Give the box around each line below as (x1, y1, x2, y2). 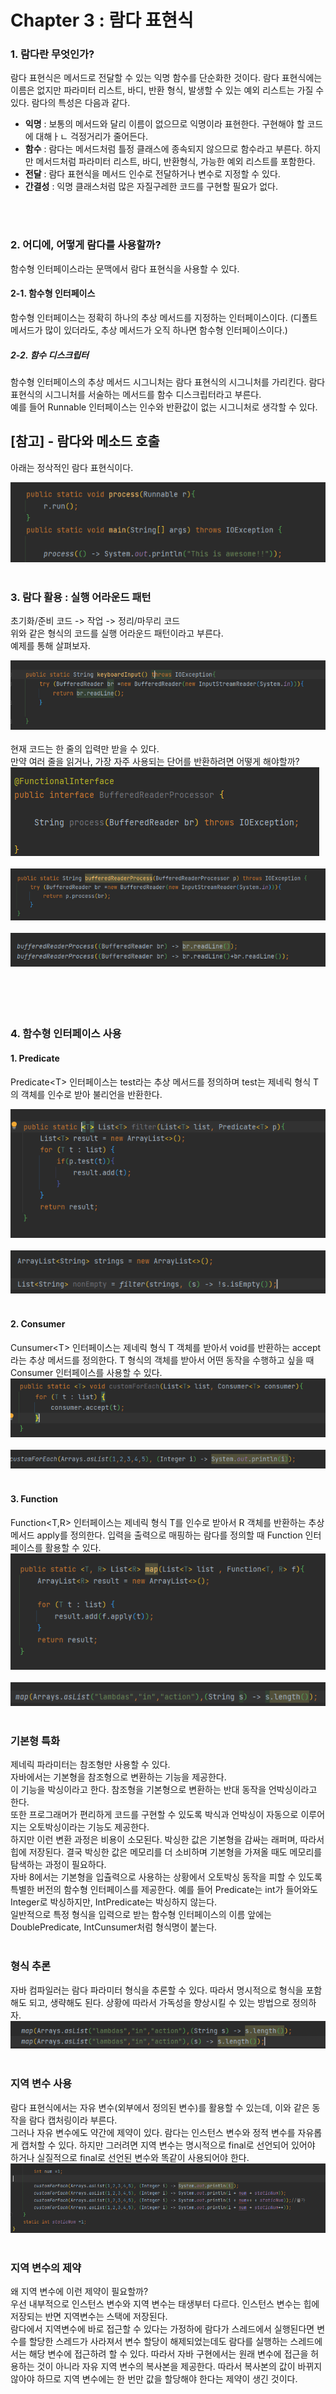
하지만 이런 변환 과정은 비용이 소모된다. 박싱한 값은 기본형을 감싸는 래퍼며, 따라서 (10, 1834, 325, 1846)
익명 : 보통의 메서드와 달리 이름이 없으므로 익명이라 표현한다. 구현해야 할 (24, 118, 305, 130)
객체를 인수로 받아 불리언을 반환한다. (20, 1088, 163, 1100)
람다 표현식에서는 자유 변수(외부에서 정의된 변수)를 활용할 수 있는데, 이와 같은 (10, 2101, 310, 2113)
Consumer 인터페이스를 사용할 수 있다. (10, 1366, 163, 1378)
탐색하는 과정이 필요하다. (10, 1859, 107, 1871)
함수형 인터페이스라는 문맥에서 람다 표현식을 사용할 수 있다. (10, 262, 240, 275)
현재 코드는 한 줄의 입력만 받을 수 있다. (10, 743, 160, 755)
